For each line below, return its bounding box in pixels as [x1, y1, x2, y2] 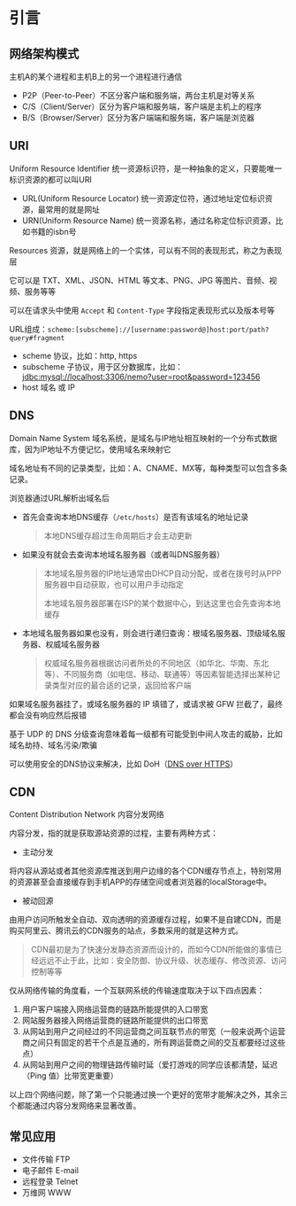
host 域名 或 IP [21, 382, 75, 393]
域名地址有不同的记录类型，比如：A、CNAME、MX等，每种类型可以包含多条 [9, 463, 288, 473]
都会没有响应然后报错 [9, 710, 87, 720]
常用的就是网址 [45, 204, 100, 214]
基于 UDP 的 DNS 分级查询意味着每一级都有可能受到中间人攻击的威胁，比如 [9, 728, 283, 739]
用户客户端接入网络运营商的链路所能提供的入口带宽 [21, 1004, 209, 1015]
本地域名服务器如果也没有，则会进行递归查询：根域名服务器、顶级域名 [21, 627, 278, 638]
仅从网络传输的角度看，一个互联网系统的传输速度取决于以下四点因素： [9, 985, 265, 996]
